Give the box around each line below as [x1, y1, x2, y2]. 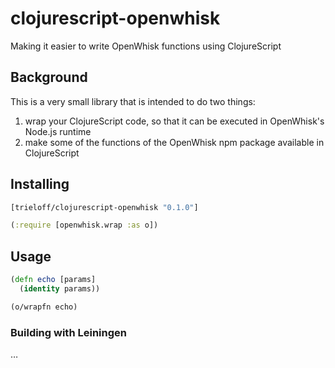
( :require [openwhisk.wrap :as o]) [10, 220, 159, 231]
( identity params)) [19, 284, 101, 294]
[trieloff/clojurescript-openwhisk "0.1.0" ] [10, 202, 199, 212]
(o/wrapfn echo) [10, 302, 78, 312]
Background [10, 69, 88, 86]
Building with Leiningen [10, 325, 127, 339]
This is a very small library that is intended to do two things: [10, 95, 256, 107]
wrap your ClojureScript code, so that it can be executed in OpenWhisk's [24, 115, 325, 127]
